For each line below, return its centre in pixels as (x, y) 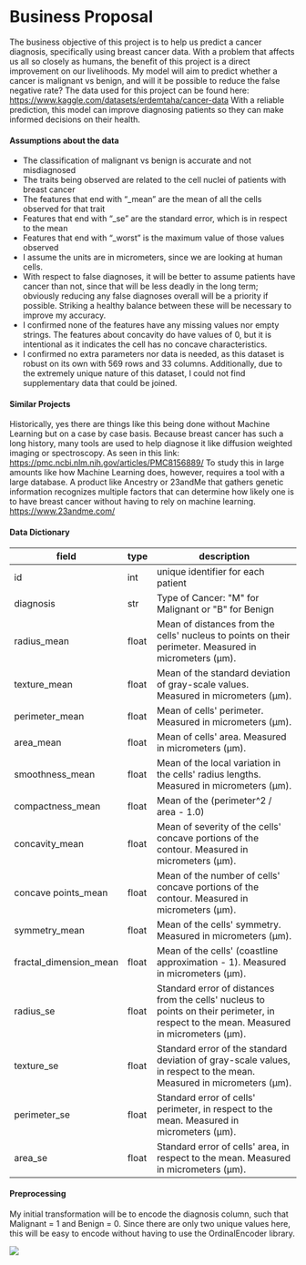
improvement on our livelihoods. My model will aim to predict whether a (143, 71)
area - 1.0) (180, 811)
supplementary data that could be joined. (100, 383)
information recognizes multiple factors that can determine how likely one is (152, 492)
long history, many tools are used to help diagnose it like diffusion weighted (151, 444)
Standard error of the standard (222, 1048)
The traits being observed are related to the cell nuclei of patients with (154, 180)
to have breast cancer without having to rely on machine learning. (133, 502)
